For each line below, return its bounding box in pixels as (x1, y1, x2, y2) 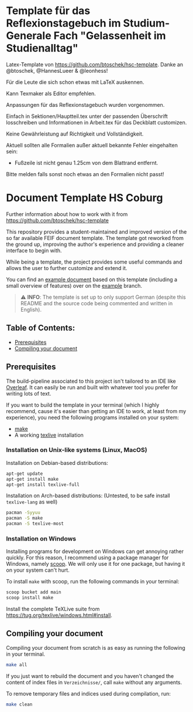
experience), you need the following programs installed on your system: (6, 414, 180, 421)
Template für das (6, 4, 91, 18)
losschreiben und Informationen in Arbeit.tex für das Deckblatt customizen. (6, 119, 187, 126)
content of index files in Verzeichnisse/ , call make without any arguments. (6, 679, 182, 686)
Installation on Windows (6, 534, 77, 542)
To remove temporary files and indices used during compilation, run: (6, 690, 171, 697)
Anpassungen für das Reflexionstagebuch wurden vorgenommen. (6, 101, 165, 108)
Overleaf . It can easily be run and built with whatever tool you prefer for (6, 383, 178, 391)
